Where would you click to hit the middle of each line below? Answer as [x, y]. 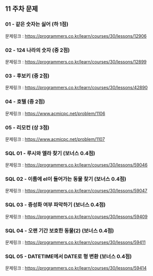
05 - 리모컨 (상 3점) [27, 127]
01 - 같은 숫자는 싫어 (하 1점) [37, 24]
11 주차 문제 [22, 9]
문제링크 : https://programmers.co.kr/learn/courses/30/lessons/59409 [76, 217]
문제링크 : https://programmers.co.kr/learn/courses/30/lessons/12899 [76, 61]
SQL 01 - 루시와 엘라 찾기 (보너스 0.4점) [50, 153]
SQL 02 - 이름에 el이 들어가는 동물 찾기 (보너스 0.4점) [66, 179]
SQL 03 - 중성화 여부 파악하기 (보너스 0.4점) [55, 205]
